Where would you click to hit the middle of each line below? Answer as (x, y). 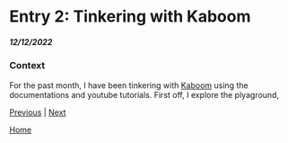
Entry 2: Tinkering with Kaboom (130, 17)
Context (27, 66)
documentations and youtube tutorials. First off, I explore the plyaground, (144, 94)
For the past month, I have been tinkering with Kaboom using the (129, 85)
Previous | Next (38, 112)
